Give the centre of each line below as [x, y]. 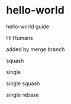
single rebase [23, 95]
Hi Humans [20, 38]
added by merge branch [35, 49]
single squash [23, 83]
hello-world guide [28, 26]
